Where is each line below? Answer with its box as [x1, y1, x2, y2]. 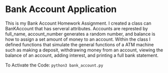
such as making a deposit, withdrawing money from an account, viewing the [5, 47, 163, 53]
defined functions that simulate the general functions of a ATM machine [5, 41, 154, 47]
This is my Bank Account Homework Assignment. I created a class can [5, 20, 152, 26]
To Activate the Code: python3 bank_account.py [5, 62, 104, 68]
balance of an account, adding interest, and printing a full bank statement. [5, 52, 159, 58]
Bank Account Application [5, 4, 117, 15]
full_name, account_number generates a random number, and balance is [5, 31, 155, 37]
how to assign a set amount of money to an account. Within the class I [5, 36, 151, 42]
